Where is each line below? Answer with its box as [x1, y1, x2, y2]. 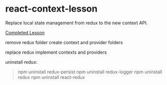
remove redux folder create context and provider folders [5, 39, 123, 46]
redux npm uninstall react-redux [17, 74, 85, 80]
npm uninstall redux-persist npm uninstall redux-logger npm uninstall [17, 69, 162, 75]
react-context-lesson [5, 3, 98, 15]
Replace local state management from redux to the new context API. [5, 20, 148, 26]
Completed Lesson [5, 29, 45, 35]
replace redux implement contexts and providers [5, 49, 107, 55]
